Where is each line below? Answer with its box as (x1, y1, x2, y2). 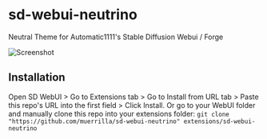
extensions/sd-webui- (183, 117, 256, 125)
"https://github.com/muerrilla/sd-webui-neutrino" (8, 117, 181, 125)
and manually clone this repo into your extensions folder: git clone (8, 109, 229, 118)
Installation (8, 70, 66, 85)
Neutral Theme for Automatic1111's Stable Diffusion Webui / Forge (8, 32, 224, 42)
